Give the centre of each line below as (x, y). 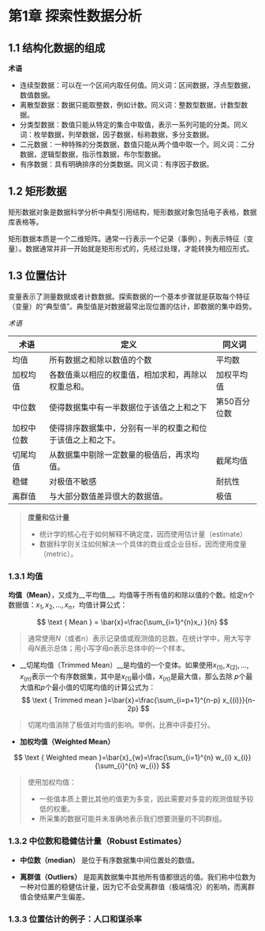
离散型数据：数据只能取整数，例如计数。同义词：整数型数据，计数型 (130, 105)
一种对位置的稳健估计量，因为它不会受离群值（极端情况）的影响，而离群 (137, 887)
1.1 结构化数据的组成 (57, 48)
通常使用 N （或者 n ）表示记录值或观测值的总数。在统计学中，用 (129, 638)
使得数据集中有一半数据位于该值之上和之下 (128, 407)
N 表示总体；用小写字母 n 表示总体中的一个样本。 (112, 648)
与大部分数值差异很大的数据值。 (108, 496)
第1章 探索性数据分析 (75, 16)
